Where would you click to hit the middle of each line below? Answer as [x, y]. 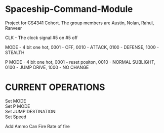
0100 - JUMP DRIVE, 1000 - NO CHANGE [47, 67]
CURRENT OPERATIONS [55, 87]
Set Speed [16, 117]
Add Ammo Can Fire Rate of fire [38, 126]
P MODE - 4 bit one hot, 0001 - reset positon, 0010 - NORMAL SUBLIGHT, [80, 62]
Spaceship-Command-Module [69, 9]
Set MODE [16, 101]
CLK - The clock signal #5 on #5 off [41, 38]
